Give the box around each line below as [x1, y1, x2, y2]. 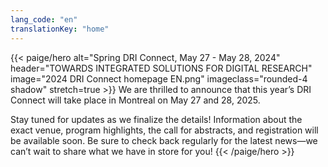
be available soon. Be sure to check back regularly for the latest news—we [10, 134, 318, 146]
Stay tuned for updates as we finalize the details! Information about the [10, 113, 303, 125]
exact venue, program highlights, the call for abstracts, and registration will [10, 124, 319, 136]
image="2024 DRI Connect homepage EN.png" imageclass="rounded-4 [10, 72, 308, 85]
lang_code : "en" [10, 14, 78, 25]
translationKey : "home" [10, 24, 110, 34]
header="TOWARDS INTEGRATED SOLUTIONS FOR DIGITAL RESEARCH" [10, 62, 313, 74]
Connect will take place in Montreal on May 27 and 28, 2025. [10, 94, 261, 106]
